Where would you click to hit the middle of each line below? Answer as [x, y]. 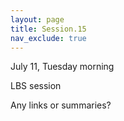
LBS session [36, 86]
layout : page [37, 19]
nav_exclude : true [48, 38]
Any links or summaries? [61, 105]
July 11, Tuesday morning [62, 67]
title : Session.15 [48, 29]
